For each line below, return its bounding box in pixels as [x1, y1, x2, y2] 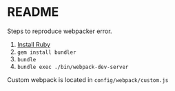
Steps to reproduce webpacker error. [7, 27, 112, 35]
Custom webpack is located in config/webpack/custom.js [7, 75, 169, 83]
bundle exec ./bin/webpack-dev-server [17, 63, 129, 70]
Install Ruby [17, 40, 50, 48]
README [7, 4, 59, 20]
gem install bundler [17, 49, 76, 56]
